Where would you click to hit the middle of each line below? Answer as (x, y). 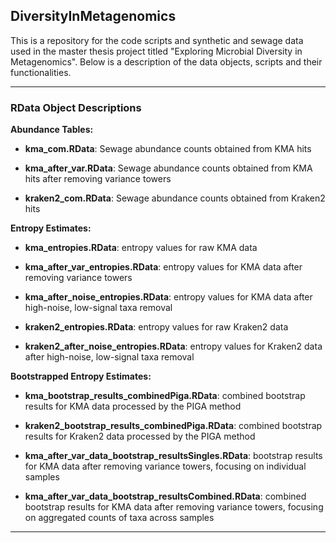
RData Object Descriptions (76, 107)
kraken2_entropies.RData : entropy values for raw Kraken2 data (156, 327)
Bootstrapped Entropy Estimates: (81, 376)
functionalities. (41, 72)
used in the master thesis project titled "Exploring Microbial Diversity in (156, 51)
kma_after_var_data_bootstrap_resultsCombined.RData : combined (165, 496)
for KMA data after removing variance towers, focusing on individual (165, 466)
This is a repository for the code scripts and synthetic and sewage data (157, 40)
